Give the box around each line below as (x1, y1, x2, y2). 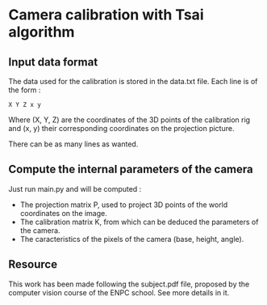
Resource (8, 257, 58, 272)
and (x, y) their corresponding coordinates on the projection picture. (8, 124, 235, 133)
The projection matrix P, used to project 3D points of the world (19, 200, 228, 210)
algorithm (8, 23, 75, 41)
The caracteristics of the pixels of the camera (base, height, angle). (19, 234, 244, 244)
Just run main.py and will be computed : (8, 184, 142, 193)
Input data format (8, 55, 98, 69)
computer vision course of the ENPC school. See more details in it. (8, 287, 230, 297)
